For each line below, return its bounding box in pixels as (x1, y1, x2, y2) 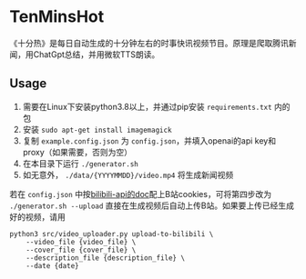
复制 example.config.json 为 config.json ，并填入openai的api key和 (22, 135, 276, 146)
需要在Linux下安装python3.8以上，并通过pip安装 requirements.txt (22, 101, 272, 112)
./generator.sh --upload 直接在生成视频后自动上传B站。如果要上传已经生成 (9, 200, 294, 211)
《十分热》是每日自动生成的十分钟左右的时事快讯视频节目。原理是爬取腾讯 (9, 37, 289, 48)
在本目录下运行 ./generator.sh (22, 157, 138, 169)
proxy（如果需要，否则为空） (22, 146, 132, 157)
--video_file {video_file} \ (25, 237, 137, 246)
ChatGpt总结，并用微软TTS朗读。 (33, 48, 160, 60)
